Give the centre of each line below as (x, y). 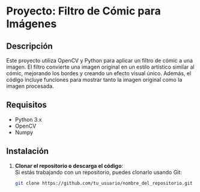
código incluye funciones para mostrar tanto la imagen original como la (94, 80)
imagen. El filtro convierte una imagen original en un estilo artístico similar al (100, 67)
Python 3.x (28, 119)
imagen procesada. (30, 86)
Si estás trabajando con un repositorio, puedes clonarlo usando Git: (98, 172)
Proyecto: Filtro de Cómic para (83, 11)
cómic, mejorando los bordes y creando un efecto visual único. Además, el (99, 73)
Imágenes (32, 24)
